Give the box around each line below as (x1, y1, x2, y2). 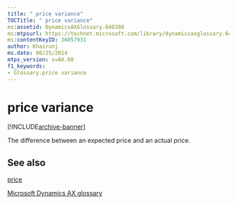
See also (7, 156, 46, 169)
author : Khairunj (7, 43, 59, 50)
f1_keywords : (7, 63, 46, 70)
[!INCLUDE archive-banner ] (7, 122, 86, 131)
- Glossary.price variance (7, 69, 87, 76)
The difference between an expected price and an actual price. (7, 136, 190, 145)
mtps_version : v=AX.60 (7, 56, 74, 63)
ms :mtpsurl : (7, 30, 42, 37)
